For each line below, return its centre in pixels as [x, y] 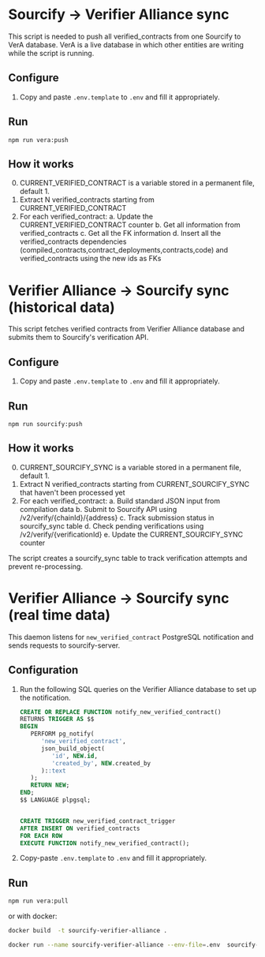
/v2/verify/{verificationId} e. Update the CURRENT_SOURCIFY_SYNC [131, 534]
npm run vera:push [38, 140]
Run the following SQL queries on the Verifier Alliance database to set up [138, 689]
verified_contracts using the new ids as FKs [90, 259]
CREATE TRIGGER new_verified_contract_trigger [97, 821]
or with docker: [33, 916]
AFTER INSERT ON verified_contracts [80, 828]
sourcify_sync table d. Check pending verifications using [112, 525]
